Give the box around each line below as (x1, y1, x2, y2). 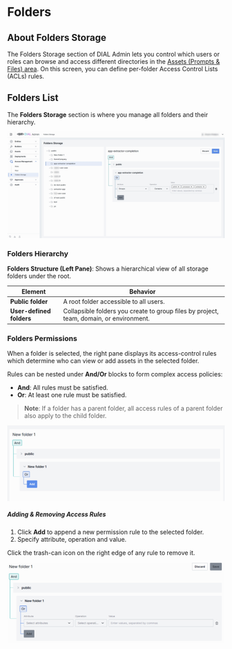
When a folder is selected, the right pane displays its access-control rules (7, 349, 217, 357)
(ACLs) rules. (7, 72, 45, 80)
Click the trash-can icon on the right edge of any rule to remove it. (7, 548, 195, 557)
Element (21, 287, 46, 295)
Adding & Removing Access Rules (7, 510, 106, 519)
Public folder (10, 297, 48, 305)
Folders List (7, 92, 59, 104)
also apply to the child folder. (23, 412, 107, 419)
